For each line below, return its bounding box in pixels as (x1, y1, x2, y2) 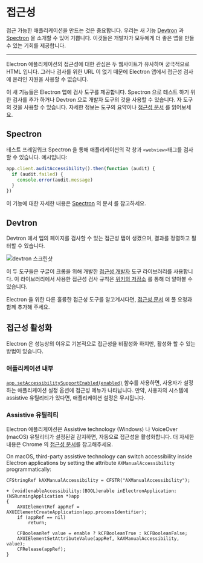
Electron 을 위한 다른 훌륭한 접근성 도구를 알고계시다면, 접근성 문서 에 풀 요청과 (6, 295, 192, 303)
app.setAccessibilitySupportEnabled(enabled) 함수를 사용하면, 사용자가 (6, 379, 182, 386)
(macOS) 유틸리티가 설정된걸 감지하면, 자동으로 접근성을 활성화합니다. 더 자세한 (6, 433, 195, 441)
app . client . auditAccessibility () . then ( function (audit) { (6, 165, 155, 171)
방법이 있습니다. (6, 347, 44, 355)
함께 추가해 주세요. (6, 303, 50, 311)
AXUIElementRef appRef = (17, 504, 80, 510)
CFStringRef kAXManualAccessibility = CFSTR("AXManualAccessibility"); (6, 478, 190, 484)
